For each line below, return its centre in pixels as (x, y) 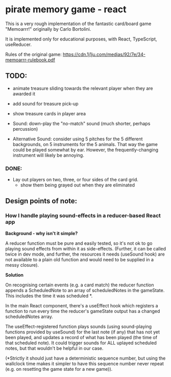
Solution (15, 275)
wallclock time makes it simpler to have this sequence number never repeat (85, 363)
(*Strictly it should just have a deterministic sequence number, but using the (86, 358)
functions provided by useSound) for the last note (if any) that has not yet (82, 332)
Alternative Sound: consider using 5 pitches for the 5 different (78, 139)
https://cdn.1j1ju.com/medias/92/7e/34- (104, 54)
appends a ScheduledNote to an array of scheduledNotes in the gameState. (85, 290)
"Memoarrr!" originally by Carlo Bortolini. (48, 29)
